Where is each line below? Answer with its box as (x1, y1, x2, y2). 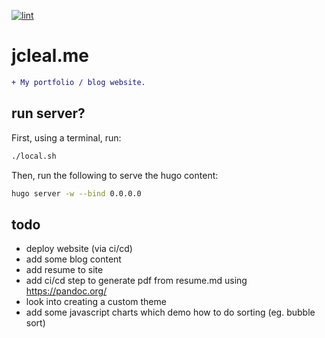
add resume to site (25, 264, 104, 276)
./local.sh (11, 151, 57, 161)
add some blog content (25, 253, 122, 265)
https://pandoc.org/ (25, 285, 108, 297)
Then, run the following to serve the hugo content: (11, 169, 219, 181)
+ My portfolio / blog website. (11, 77, 146, 87)
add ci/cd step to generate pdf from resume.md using (25, 275, 248, 287)
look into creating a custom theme (25, 296, 167, 308)
